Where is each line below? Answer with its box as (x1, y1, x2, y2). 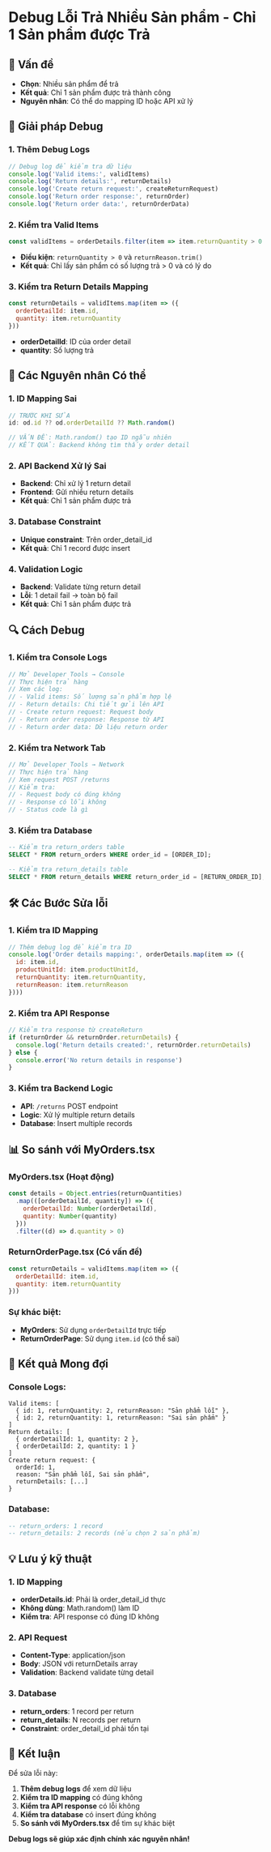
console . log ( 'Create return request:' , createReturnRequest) (8, 185, 219, 194)
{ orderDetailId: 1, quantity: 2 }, (15, 1435, 139, 1444)
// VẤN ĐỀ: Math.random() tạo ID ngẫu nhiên (8, 433, 172, 442)
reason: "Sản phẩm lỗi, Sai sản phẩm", (15, 1470, 150, 1479)
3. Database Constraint (8, 516, 101, 527)
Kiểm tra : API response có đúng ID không (19, 1612, 159, 1621)
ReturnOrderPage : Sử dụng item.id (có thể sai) (19, 1334, 180, 1343)
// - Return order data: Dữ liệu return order (8, 723, 168, 731)
